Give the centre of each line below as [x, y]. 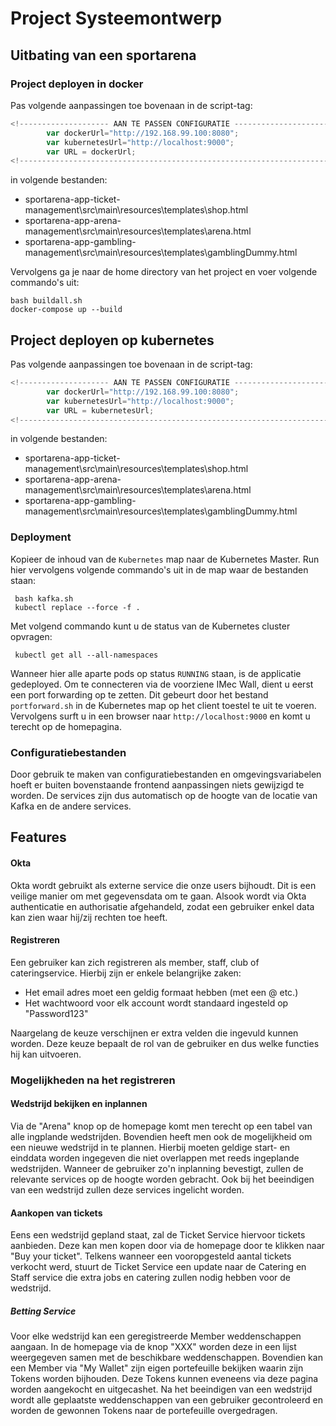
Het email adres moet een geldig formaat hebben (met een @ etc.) [161, 992]
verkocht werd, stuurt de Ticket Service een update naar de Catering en [158, 1267]
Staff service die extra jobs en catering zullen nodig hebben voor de [150, 1278]
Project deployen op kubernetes [112, 340]
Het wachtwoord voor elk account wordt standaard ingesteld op [156, 1003]
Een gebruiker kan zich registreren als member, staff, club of [135, 962]
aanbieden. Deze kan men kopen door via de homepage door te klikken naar [167, 1246]
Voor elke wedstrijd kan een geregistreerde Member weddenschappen [156, 1336]
